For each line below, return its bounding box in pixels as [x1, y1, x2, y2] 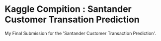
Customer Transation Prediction [4, 14, 140, 25]
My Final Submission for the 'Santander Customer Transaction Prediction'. [4, 30, 156, 36]
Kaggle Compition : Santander [4, 3, 132, 15]
